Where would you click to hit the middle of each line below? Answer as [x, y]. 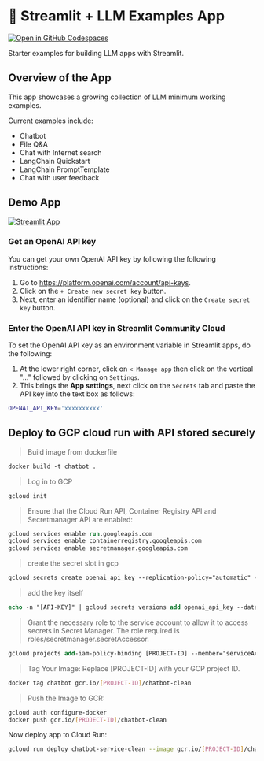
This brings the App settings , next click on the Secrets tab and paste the [137, 386]
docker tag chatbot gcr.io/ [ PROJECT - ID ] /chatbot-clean [100, 683]
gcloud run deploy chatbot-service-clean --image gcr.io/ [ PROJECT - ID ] [126, 749]
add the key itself [55, 593]
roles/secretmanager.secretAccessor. [88, 639]
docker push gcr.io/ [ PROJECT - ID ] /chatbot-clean [88, 720]
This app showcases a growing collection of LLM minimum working [117, 97]
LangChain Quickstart [55, 161]
